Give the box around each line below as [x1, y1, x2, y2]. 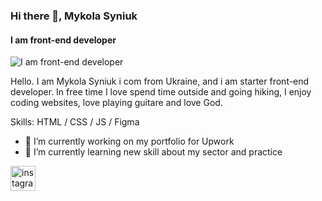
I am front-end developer [10, 34, 117, 46]
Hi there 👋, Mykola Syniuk [10, 9, 138, 23]
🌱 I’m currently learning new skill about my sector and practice [24, 146, 283, 158]
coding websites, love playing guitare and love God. [10, 97, 223, 109]
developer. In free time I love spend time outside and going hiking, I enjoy [10, 86, 312, 98]
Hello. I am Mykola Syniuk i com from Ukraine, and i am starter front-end [10, 75, 310, 88]
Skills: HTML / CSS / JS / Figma [10, 116, 140, 128]
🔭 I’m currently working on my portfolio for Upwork [24, 135, 235, 148]
